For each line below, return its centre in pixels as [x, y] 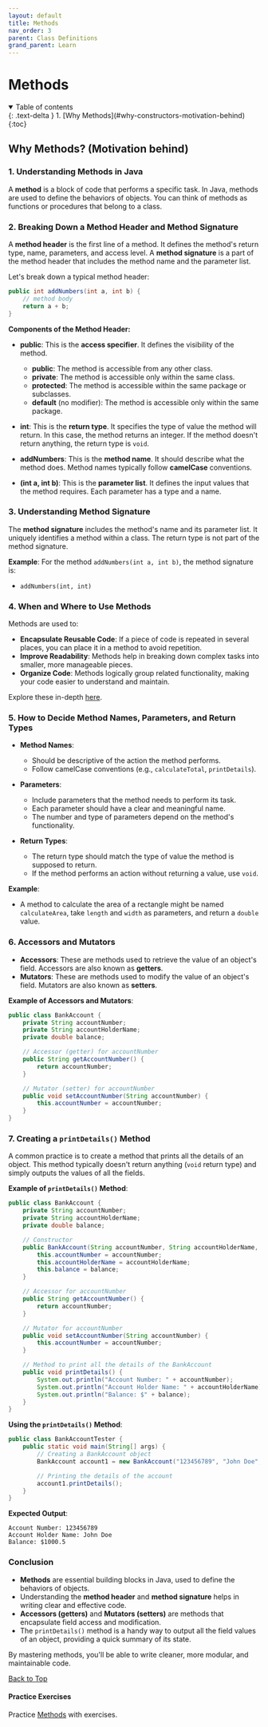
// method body [48, 299]
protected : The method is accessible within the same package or [139, 385]
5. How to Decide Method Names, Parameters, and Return [122, 718]
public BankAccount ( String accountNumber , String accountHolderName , [141, 1247]
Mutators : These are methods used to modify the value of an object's [134, 976]
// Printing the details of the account [105, 1476]
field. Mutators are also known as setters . [89, 985]
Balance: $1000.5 [37, 1542]
